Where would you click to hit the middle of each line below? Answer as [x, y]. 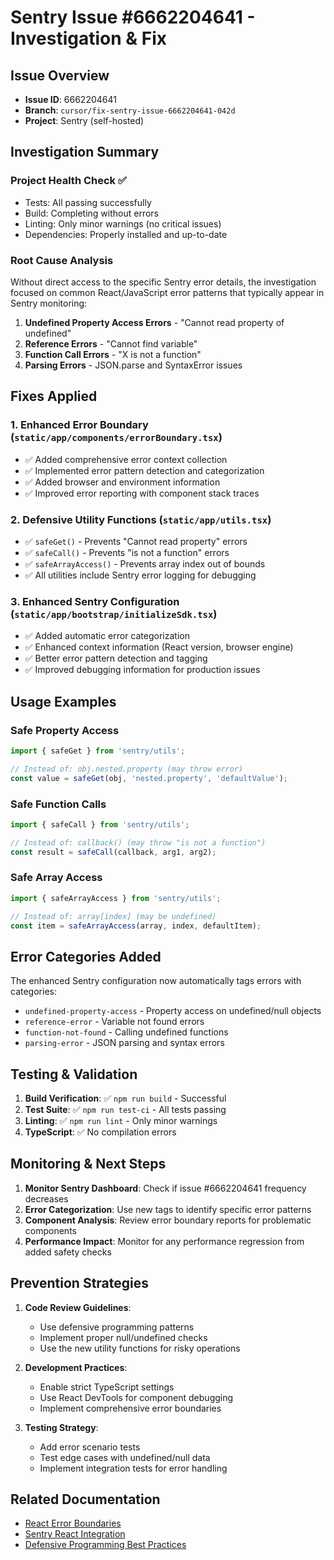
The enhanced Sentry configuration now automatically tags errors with [156, 981]
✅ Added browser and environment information [122, 482]
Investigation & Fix [89, 38]
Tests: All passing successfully [88, 202]
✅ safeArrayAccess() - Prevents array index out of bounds [145, 563]
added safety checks [68, 1252]
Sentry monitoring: [49, 303]
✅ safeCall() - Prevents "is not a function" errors [127, 552]
